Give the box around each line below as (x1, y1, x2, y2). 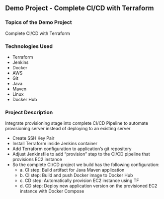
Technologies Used (5, 42, 53, 49)
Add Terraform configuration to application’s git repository (12, 146, 132, 152)
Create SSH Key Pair (12, 135, 55, 141)
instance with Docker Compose (19, 188, 84, 194)
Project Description (5, 109, 53, 116)
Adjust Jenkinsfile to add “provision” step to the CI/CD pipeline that (12, 151, 150, 157)
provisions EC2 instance (12, 157, 62, 163)
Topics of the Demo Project (5, 19, 72, 26)
